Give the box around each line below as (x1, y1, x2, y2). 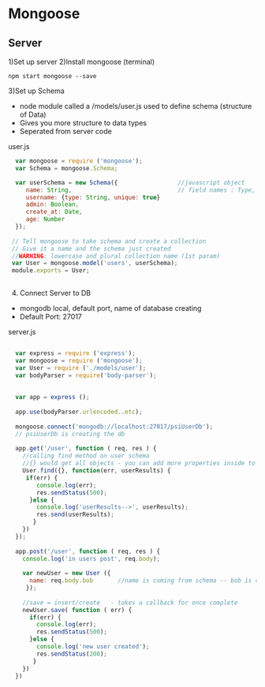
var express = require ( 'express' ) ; (15, 349, 136, 357)
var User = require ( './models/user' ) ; (15, 364, 147, 372)
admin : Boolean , (25, 200, 80, 209)
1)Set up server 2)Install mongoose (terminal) (8, 57, 155, 66)
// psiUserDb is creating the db (15, 430, 125, 438)
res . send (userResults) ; (36, 510, 114, 519)
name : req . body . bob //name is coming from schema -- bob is (28, 577, 252, 584)
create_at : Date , (25, 208, 83, 216)
